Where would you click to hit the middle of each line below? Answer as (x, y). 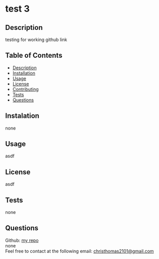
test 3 (18, 9)
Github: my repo (22, 240)
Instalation (22, 116)
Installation (24, 73)
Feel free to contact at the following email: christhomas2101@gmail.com (80, 251)
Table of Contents (34, 55)
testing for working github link (36, 39)
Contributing (25, 89)
